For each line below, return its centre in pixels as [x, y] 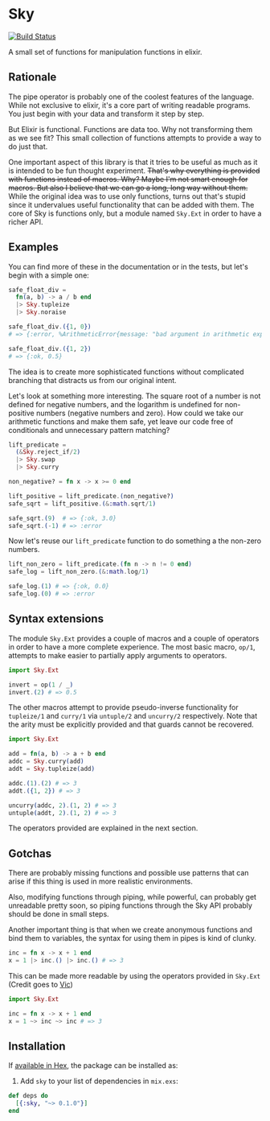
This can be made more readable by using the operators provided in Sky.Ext [135, 975]
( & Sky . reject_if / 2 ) [48, 452]
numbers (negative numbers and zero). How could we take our [139, 413]
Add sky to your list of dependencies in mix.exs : [99, 1081]
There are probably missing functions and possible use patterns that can [129, 873]
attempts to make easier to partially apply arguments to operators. [118, 655]
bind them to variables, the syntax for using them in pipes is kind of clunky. [133, 938]
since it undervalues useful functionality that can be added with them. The [131, 204]
